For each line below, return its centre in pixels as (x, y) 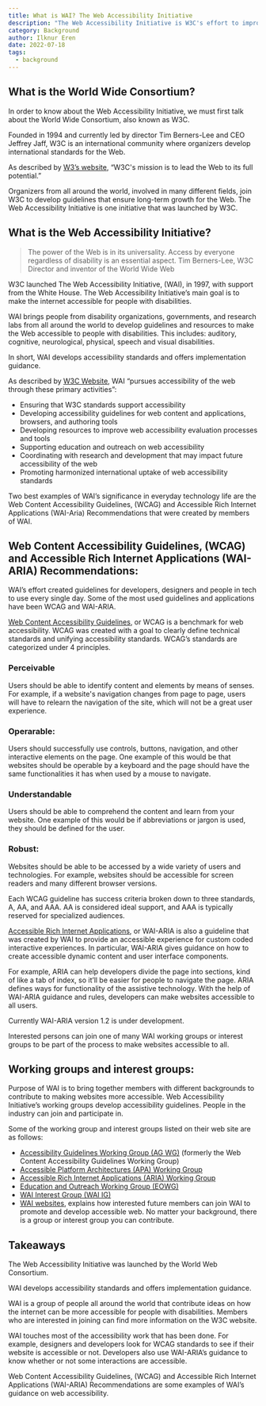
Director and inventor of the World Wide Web (101, 269)
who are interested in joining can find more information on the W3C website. (133, 1320)
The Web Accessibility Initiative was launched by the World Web (113, 1264)
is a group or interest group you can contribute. (97, 1220)
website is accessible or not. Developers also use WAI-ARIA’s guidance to (128, 1353)
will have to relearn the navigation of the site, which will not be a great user (131, 702)
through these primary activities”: (63, 389)
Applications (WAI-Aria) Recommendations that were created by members (129, 513)
